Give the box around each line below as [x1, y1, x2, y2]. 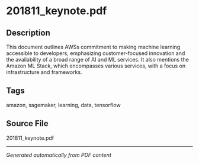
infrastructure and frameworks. [6, 69, 82, 75]
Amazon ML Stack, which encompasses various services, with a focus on [6, 62, 185, 69]
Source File [6, 118, 49, 128]
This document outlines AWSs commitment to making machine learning [6, 43, 181, 50]
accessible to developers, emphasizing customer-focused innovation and [6, 50, 185, 57]
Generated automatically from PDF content [6, 151, 111, 158]
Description [6, 28, 50, 38]
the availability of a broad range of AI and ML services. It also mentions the [6, 56, 190, 63]
